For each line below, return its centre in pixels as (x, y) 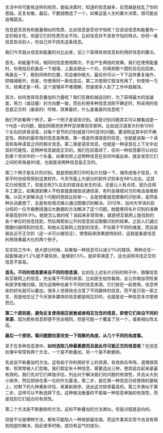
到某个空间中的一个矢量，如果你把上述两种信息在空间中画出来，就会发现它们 (81, 156)
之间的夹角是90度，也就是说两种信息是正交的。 (52, 162)
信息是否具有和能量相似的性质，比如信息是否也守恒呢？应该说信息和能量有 (79, 30)
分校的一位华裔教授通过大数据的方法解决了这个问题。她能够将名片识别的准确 (81, 209)
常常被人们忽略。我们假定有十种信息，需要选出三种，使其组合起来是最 (88, 368)
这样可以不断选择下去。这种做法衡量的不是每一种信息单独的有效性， (86, 393)
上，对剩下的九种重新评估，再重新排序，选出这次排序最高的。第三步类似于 (79, 387)
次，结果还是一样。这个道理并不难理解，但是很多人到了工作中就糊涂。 (75, 87)
